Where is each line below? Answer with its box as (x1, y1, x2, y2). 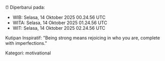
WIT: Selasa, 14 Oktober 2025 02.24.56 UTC (12, 25, 105, 31)
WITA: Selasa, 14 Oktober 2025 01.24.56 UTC (12, 20, 107, 26)
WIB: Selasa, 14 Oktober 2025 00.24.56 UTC (12, 15, 106, 20)
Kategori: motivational (5, 50, 51, 56)
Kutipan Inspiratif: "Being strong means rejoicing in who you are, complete (5, 35, 160, 41)
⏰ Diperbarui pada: (5, 5, 46, 10)
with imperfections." (5, 40, 47, 46)
